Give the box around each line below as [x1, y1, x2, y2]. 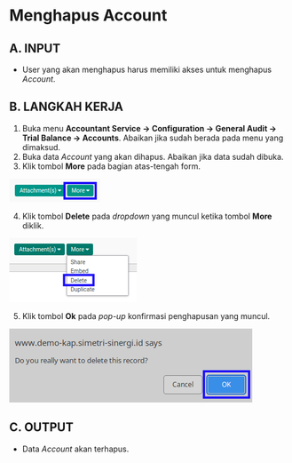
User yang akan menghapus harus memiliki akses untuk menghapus [21, 64, 272, 75]
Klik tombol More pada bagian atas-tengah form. [21, 161, 201, 172]
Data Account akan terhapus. [21, 443, 130, 454]
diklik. [21, 220, 44, 231]
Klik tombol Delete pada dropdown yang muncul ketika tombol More [21, 211, 272, 221]
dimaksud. [21, 141, 60, 152]
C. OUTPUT [9, 419, 74, 435]
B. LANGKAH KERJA [9, 100, 124, 115]
